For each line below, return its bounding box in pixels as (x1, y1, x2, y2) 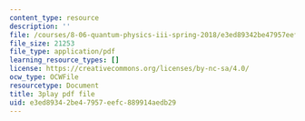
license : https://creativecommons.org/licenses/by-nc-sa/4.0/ (9, 65, 250, 74)
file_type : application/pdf (9, 47, 116, 56)
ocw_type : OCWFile (9, 73, 79, 82)
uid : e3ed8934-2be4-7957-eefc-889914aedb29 (9, 97, 177, 107)
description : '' (9, 22, 71, 31)
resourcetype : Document (9, 81, 100, 90)
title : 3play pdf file (9, 89, 95, 98)
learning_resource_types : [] (9, 55, 120, 65)
